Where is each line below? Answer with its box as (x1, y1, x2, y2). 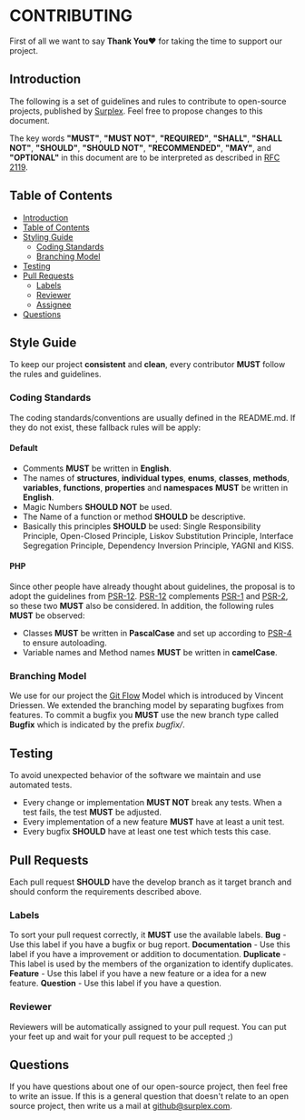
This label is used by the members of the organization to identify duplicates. (9, 958, 294, 969)
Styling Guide (22, 231, 74, 242)
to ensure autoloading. (22, 637, 107, 648)
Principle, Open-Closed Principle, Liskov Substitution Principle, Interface (22, 530, 294, 541)
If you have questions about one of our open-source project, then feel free (9, 1081, 289, 1092)
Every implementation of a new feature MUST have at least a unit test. (22, 816, 285, 827)
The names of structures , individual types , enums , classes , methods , (22, 472, 290, 483)
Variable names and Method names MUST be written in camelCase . (22, 647, 279, 658)
